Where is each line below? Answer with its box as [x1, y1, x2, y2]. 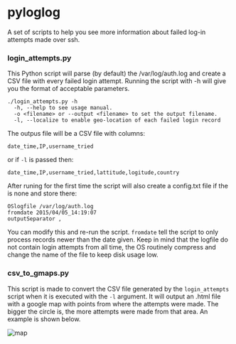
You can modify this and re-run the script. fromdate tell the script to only [7, 228, 219, 237]
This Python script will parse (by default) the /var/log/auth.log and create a [7, 69, 226, 78]
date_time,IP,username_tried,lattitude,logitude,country [7, 169, 180, 176]
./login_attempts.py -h [7, 98, 78, 105]
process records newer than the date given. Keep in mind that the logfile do [7, 235, 229, 244]
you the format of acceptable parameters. [7, 85, 130, 93]
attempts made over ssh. [7, 35, 80, 43]
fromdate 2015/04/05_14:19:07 [7, 209, 97, 217]
